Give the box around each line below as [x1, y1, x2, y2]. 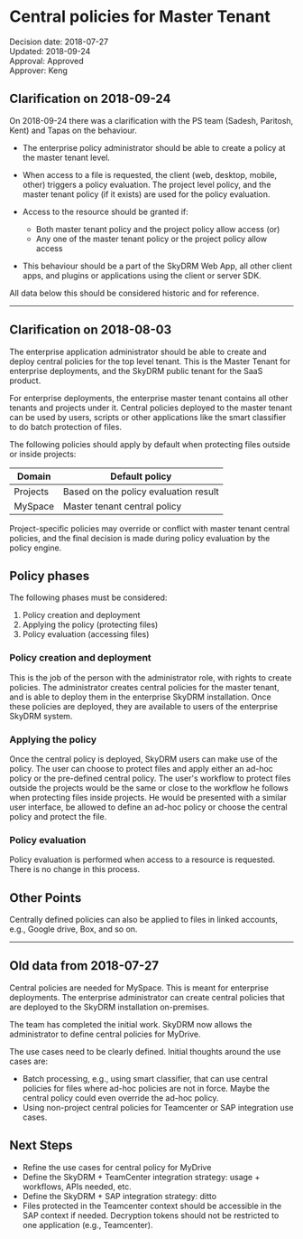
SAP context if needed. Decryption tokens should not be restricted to [22, 1209, 280, 1221]
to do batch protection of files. [9, 421, 123, 432]
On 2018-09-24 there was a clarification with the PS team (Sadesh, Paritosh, [9, 115, 294, 126]
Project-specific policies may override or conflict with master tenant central [9, 522, 290, 534]
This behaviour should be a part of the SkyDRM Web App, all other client [22, 260, 293, 271]
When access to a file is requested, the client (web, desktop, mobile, [22, 169, 278, 180]
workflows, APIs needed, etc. [22, 1181, 133, 1192]
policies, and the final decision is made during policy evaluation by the [9, 532, 271, 543]
